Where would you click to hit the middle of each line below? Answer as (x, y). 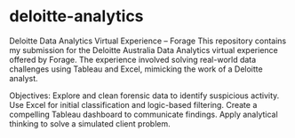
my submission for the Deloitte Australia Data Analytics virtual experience (144, 50)
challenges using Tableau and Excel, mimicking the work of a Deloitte (136, 69)
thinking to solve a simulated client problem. (90, 123)
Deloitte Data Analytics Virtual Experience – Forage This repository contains (148, 41)
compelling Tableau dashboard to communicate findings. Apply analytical (144, 114)
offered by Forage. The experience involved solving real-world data (133, 59)
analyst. (24, 78)
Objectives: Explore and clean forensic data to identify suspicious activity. (144, 96)
